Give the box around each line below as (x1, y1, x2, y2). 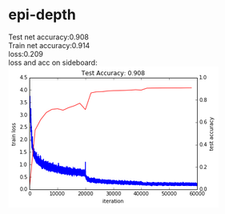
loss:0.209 (8, 49, 44, 59)
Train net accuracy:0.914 (8, 40, 90, 50)
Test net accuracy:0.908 (8, 32, 90, 42)
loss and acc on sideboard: (8, 58, 98, 67)
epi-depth (8, 6, 76, 24)
